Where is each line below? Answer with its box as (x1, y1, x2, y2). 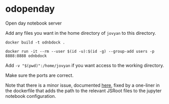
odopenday (5, 3, 55, 15)
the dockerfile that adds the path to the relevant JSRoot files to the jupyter (5, 88, 162, 94)
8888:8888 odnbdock (5, 53, 47, 58)
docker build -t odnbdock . (5, 39, 66, 45)
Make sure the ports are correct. (5, 72, 74, 78)
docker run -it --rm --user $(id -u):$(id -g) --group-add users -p (5, 49, 155, 54)
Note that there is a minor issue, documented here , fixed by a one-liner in (5, 82, 160, 88)
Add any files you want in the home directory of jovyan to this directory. (5, 30, 156, 36)
